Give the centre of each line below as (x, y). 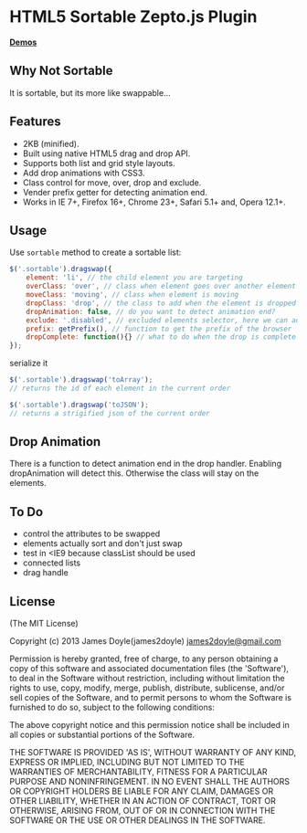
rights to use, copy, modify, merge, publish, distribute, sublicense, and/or (147, 688)
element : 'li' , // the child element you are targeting (135, 278)
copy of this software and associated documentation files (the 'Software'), (149, 669)
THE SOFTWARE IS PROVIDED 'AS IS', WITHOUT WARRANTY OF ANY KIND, (153, 753)
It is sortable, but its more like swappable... (90, 92)
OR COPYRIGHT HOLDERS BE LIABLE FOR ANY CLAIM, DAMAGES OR (142, 791)
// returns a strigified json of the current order (110, 413)
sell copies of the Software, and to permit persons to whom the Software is (151, 698)
